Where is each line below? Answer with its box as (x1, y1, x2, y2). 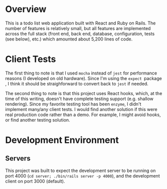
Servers (5, 154, 31, 163)
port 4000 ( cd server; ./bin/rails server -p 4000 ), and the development (5, 172, 160, 178)
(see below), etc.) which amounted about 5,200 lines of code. (5, 36, 133, 42)
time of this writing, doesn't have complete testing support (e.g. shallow (5, 95, 154, 101)
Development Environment (5, 134, 119, 146)
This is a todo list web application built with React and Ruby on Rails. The (5, 20, 156, 26)
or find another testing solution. (5, 116, 70, 123)
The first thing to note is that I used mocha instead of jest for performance (5, 70, 157, 76)
